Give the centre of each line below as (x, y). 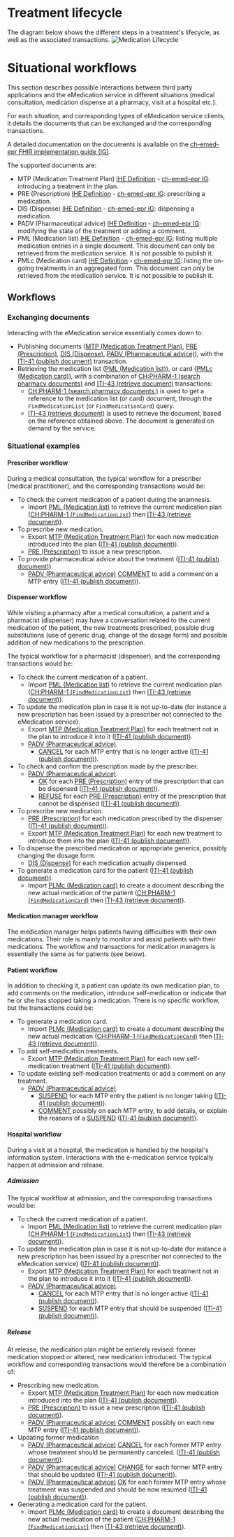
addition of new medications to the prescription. (76, 643)
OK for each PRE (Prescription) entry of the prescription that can (131, 781)
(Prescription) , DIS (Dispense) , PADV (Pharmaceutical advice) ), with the (120, 353)
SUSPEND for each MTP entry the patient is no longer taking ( (127, 1096)
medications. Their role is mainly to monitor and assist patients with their (111, 939)
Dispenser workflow (37, 597)
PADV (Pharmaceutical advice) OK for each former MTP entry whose (127, 1482)
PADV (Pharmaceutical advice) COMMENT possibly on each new (121, 1423)
